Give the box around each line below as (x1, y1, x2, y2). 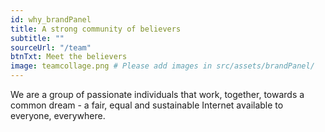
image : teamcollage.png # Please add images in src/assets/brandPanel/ (10, 61, 315, 71)
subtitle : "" (10, 33, 65, 43)
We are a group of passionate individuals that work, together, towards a (10, 89, 305, 100)
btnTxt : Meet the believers (10, 52, 128, 62)
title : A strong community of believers (10, 24, 182, 34)
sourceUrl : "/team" (10, 42, 92, 53)
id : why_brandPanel (10, 14, 92, 25)
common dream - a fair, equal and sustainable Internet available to (10, 99, 284, 111)
